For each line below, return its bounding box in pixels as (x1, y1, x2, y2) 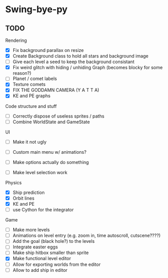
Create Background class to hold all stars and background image (12, 53, 149, 59)
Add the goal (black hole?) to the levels (12, 238, 95, 244)
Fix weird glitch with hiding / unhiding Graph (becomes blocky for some (12, 65, 163, 71)
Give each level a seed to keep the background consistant (12, 59, 135, 65)
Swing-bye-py (5, 4, 68, 15)
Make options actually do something (12, 159, 89, 165)
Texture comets (12, 81, 46, 88)
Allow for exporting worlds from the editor (12, 261, 101, 267)
